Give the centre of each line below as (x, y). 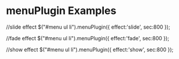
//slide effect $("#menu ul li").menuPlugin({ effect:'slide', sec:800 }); (88, 27)
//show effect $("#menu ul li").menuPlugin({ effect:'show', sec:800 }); (90, 49)
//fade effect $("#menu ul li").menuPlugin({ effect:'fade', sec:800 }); (88, 38)
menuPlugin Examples (61, 11)
